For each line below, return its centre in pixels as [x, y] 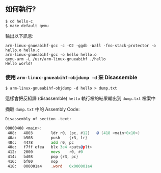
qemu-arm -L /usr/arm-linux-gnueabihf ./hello [56, 59]
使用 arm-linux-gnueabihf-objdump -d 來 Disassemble [71, 77]
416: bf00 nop [33, 162]
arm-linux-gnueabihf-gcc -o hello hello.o [51, 55]
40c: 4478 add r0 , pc [41, 142]
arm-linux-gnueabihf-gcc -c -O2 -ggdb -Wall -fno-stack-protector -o [81, 46]
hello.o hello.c [22, 50]
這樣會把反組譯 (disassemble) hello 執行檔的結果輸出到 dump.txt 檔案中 [81, 98]
